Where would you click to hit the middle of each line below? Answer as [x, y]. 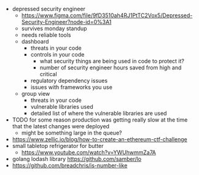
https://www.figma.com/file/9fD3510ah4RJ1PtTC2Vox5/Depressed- [107, 15]
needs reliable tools [46, 35]
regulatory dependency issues [69, 80]
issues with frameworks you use [71, 87]
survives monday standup [54, 28]
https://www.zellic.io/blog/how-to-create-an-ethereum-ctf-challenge [99, 139]
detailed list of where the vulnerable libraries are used [99, 113]
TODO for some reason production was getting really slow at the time [100, 120]
